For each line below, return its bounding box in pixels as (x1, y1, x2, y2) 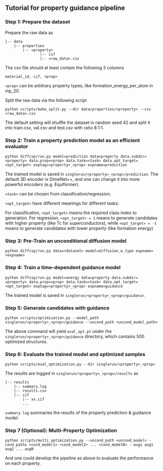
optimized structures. (5, 338, 48, 344)
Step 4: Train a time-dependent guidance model (5, 264, 121, 271)
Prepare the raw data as (5, 29, 54, 36)
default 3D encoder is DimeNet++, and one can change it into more (5, 176, 140, 182)
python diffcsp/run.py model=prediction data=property (5, 154, 119, 159)
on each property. (5, 460, 41, 466)
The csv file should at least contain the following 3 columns (5, 64, 124, 70)
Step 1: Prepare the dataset (5, 19, 71, 25)
